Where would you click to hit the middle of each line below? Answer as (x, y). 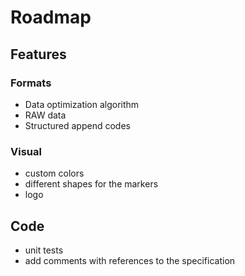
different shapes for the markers (91, 184)
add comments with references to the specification (130, 260)
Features (38, 54)
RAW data (45, 115)
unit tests (44, 250)
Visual (26, 151)
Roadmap (51, 17)
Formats (31, 83)
